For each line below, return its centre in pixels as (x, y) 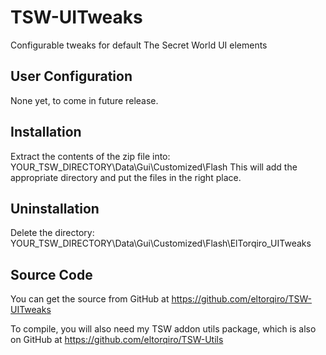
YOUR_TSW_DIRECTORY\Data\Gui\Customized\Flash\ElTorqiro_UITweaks (161, 243)
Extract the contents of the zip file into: (90, 156)
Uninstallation (55, 208)
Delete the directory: (52, 233)
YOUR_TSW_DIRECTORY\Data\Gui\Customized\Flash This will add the (154, 167)
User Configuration (71, 76)
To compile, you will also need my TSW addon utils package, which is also (163, 329)
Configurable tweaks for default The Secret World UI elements (139, 45)
